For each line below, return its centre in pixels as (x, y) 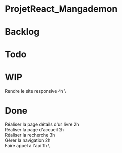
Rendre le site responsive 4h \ (36, 91)
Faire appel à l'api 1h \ (27, 146)
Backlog (22, 32)
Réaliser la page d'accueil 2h (35, 130)
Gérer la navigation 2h (28, 140)
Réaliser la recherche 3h (30, 135)
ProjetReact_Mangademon (61, 9)
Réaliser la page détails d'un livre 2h (42, 124)
